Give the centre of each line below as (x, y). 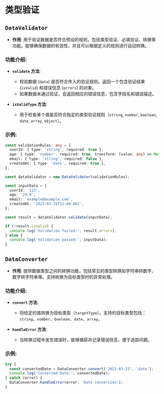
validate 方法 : (26, 71)
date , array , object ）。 (41, 121)
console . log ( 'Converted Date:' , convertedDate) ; (60, 373)
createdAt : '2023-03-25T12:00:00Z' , (47, 204)
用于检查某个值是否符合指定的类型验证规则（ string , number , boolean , (88, 115)
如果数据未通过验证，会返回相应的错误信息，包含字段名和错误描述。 (88, 94)
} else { (14, 235)
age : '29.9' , (23, 195)
